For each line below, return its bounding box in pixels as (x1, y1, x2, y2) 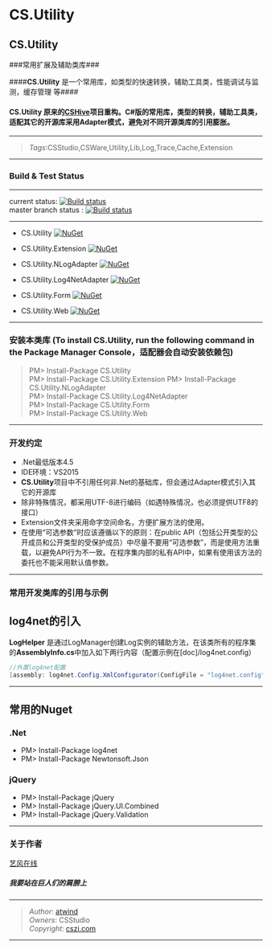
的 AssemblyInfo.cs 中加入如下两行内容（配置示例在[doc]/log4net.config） (9, 647, 257, 657)
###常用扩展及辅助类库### (9, 60, 100, 69)
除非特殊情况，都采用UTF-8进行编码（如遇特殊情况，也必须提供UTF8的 (20, 497, 258, 507)
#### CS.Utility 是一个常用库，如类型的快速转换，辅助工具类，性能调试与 (9, 77, 253, 86)
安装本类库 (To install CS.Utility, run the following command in (9, 335, 255, 346)
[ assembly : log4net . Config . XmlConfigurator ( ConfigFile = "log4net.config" (9, 671, 265, 679)
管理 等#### (36, 87, 79, 96)
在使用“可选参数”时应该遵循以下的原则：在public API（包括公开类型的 (20, 528, 252, 538)
